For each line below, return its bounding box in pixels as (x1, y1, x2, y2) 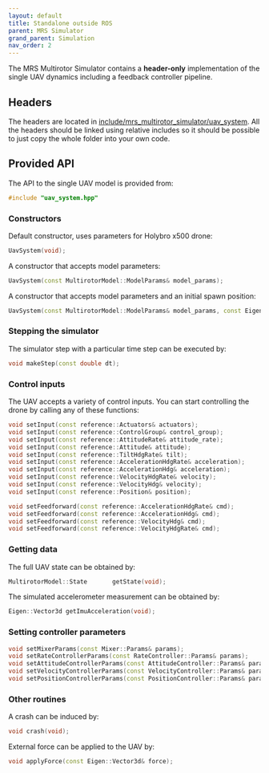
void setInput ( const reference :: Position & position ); (8, 487, 192, 496)
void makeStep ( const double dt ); (8, 359, 120, 368)
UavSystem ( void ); (8, 246, 66, 254)
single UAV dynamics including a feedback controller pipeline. (8, 72, 213, 82)
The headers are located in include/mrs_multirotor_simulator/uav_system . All (8, 116, 260, 126)
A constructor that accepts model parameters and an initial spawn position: (8, 291, 256, 301)
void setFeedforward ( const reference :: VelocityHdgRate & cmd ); (8, 525, 220, 533)
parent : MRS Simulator (8, 26, 84, 35)
